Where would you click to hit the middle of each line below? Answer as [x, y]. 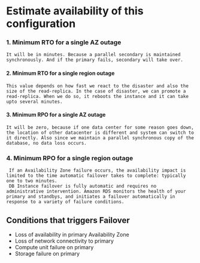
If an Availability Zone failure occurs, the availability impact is [97, 171]
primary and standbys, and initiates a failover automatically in [91, 197]
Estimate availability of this [75, 11]
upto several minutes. [34, 102]
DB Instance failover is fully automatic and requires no [83, 186]
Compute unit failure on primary [54, 247]
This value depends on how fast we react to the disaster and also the [97, 86]
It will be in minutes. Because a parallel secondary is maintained [93, 55]
